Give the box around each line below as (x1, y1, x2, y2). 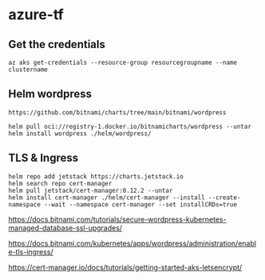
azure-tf (8, 6, 64, 24)
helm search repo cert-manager (8, 179, 113, 187)
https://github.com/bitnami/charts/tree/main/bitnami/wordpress (8, 108, 227, 117)
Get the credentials (8, 38, 105, 51)
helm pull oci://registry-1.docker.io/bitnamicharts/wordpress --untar (8, 122, 251, 130)
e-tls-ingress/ (8, 246, 53, 257)
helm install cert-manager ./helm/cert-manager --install (8, 194, 205, 202)
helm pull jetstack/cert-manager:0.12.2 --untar (8, 186, 173, 194)
